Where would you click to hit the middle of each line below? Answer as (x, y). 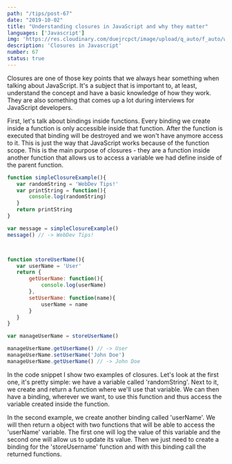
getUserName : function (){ (66, 279)
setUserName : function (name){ (72, 298)
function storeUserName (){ (46, 260)
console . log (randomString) (68, 197)
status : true (26, 59)
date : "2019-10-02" (35, 20)
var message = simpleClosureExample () (63, 229)
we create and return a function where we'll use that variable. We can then (113, 389)
